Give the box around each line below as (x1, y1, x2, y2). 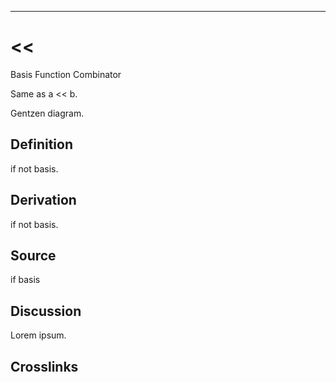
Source (10, 247, 57, 264)
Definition (10, 136, 73, 153)
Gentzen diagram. (10, 107, 85, 119)
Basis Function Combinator (10, 68, 122, 80)
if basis (10, 274, 41, 286)
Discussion (10, 302, 82, 320)
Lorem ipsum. (10, 329, 67, 341)
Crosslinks (10, 358, 79, 375)
